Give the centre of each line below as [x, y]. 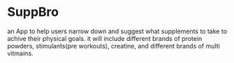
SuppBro [33, 12]
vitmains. [20, 53]
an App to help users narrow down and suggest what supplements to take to [117, 31]
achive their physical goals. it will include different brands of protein [105, 38]
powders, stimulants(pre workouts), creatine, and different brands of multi [114, 46]
